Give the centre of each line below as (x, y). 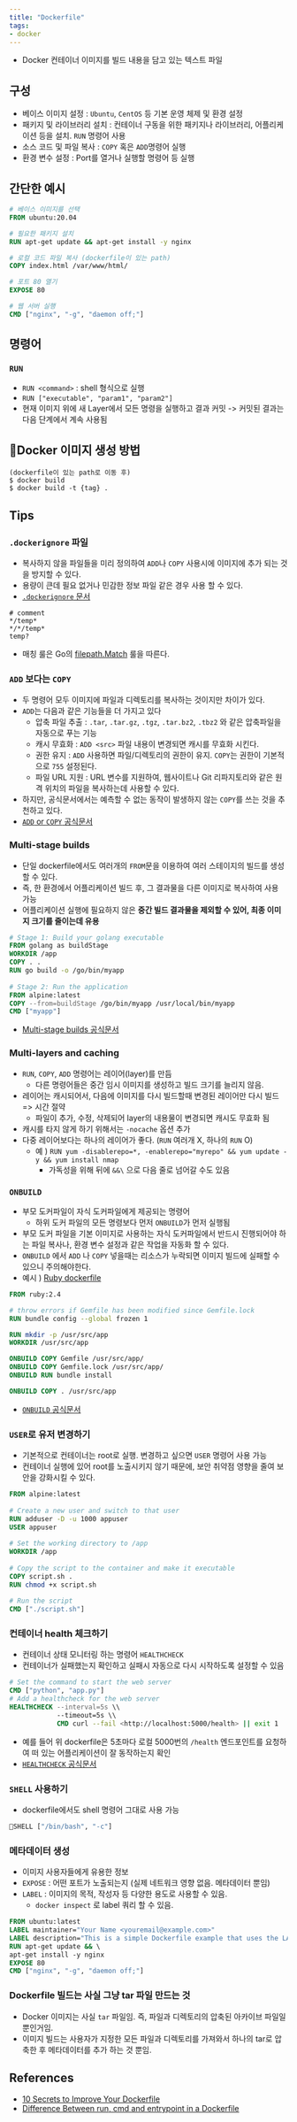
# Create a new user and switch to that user (94, 1511)
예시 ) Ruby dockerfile (61, 1277)
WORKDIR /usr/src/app (49, 1343)
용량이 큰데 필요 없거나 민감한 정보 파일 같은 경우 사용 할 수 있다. (132, 585)
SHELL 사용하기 (38, 1788)
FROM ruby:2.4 (35, 1294)
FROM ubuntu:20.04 (43, 218)
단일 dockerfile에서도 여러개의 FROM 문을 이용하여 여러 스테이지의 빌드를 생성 (153, 865)
